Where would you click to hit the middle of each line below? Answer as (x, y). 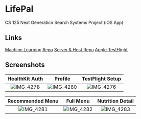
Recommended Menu (33, 101)
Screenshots (25, 65)
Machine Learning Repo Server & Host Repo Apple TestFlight (67, 49)
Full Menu (78, 101)
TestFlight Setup (101, 79)
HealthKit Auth (25, 79)
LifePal (19, 9)
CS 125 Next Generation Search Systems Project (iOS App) (64, 22)
